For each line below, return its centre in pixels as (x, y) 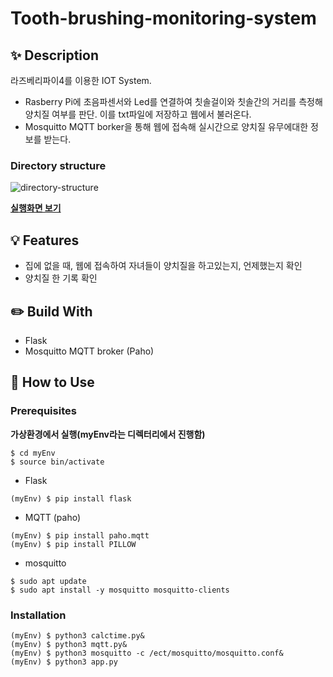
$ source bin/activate (57, 462)
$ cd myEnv (33, 453)
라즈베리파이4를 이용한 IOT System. (81, 80)
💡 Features (45, 240)
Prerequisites (43, 411)
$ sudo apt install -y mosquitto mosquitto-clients (120, 590)
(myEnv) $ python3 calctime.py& (77, 635)
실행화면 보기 (36, 208)
